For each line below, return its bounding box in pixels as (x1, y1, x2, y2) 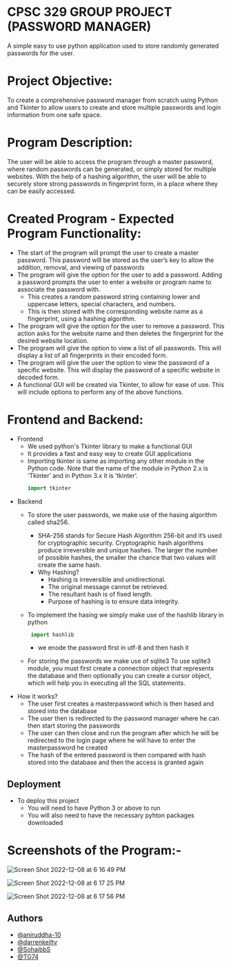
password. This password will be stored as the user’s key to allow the (17, 256, 214, 264)
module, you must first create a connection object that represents (27, 664, 214, 672)
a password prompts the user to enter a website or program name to (17, 277, 212, 286)
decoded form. (17, 373, 60, 381)
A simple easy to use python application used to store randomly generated (7, 41, 219, 50)
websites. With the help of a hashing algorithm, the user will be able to (7, 172, 207, 180)
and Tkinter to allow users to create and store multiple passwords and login (7, 103, 221, 111)
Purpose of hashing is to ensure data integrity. (48, 597, 180, 606)
